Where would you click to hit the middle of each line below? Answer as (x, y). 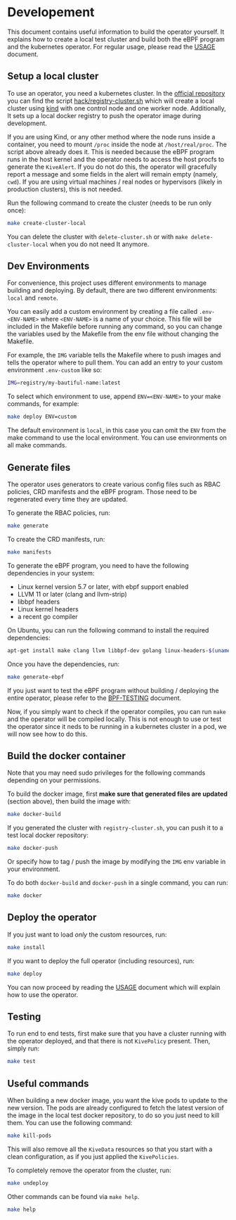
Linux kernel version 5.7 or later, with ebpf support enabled (103, 586)
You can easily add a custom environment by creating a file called (103, 312)
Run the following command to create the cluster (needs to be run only (110, 203)
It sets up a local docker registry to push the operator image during (104, 115)
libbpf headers (39, 602)
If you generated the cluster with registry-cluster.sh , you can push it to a (115, 828)
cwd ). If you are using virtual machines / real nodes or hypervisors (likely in (115, 182)
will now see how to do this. (47, 734)
